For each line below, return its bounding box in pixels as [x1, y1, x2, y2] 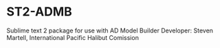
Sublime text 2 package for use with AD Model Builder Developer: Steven [6, 26, 214, 34]
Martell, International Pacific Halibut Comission [6, 33, 139, 41]
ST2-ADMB [6, 4, 73, 20]
